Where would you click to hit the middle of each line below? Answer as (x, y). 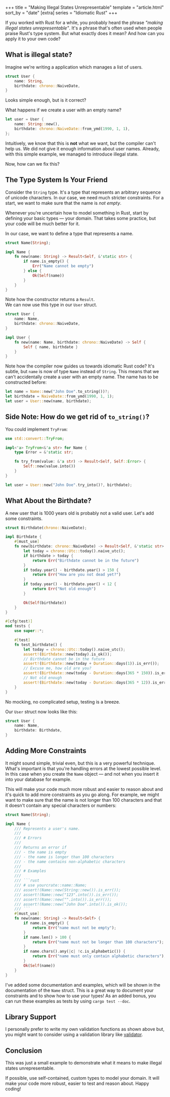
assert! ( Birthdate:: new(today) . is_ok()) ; (68, 654)
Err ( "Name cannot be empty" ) (63, 266)
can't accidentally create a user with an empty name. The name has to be (82, 377)
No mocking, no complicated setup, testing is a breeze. (63, 702)
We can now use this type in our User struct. (51, 305)
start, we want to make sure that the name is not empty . (63, 203)
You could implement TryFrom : (36, 429)
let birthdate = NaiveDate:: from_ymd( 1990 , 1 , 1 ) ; (60, 397)
